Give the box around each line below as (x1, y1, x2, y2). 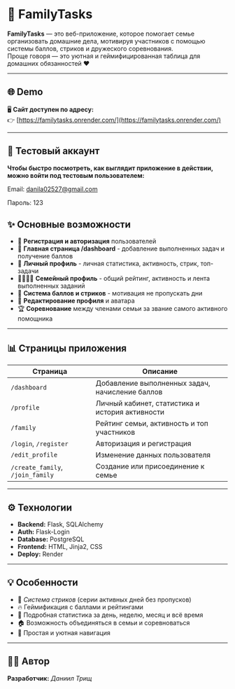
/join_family (10, 471, 55, 479)
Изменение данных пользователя (95, 450, 211, 460)
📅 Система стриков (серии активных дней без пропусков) (17, 595, 192, 604)
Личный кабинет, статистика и (95, 398, 200, 408)
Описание (142, 367, 178, 377)
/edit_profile (10, 451, 58, 459)
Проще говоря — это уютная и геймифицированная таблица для (7, 52, 201, 60)
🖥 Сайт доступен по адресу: (7, 105, 94, 113)
